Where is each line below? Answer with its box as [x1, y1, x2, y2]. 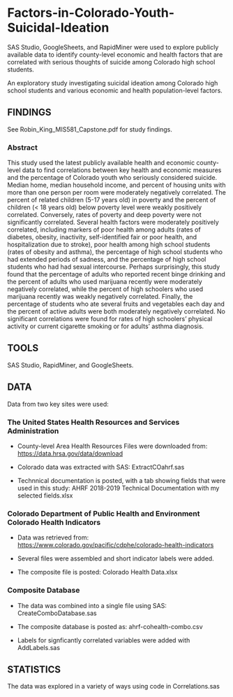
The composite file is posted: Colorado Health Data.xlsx [17, 568, 178, 577]
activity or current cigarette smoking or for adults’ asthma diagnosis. [7, 322, 204, 330]
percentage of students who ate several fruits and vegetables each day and [7, 300, 225, 309]
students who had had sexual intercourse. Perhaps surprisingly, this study [7, 262, 220, 271]
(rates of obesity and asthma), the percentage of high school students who [7, 248, 223, 256]
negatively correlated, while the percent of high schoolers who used [7, 285, 204, 293]
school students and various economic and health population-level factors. [7, 86, 223, 94]
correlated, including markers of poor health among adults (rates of [7, 225, 201, 234]
